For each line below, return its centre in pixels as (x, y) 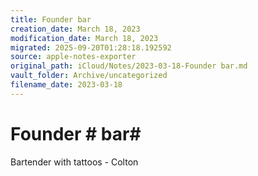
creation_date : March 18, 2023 (75, 29)
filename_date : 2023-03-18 (66, 85)
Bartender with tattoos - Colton (74, 162)
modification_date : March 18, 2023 (84, 38)
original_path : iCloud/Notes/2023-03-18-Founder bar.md (129, 66)
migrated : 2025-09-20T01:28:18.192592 (91, 47)
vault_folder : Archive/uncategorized (89, 76)
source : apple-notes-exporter (73, 57)
